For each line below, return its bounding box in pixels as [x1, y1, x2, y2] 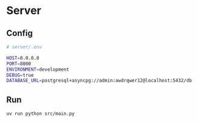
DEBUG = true [6, 72, 34, 78]
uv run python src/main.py [6, 111, 75, 117]
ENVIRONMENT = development [6, 66, 69, 72]
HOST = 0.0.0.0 [6, 55, 40, 61]
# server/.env [6, 44, 43, 50]
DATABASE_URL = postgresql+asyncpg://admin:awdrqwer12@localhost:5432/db [6, 77, 192, 84]
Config [6, 28, 33, 38]
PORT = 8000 [6, 60, 32, 67]
